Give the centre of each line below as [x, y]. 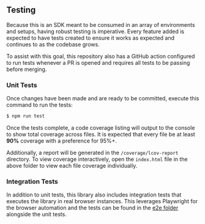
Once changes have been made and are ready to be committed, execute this [103, 99]
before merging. [27, 69]
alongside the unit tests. [37, 214]
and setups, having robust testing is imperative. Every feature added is [95, 31]
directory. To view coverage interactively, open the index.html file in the [97, 159]
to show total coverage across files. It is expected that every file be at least [101, 134]
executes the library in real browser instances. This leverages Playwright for [102, 201]
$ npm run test [26, 116]
